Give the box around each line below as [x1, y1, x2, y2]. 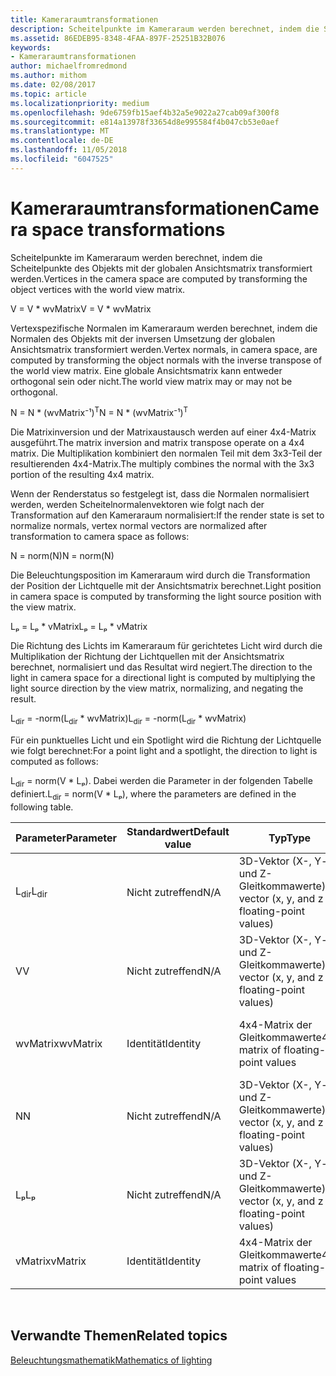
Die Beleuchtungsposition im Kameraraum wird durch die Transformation [10, 569, 311, 581]
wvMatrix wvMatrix [15, 1036, 103, 1050]
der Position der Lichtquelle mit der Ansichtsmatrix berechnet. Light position [10, 580, 322, 592]
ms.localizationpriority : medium [10, 98, 150, 108]
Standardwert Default [126, 824, 230, 838]
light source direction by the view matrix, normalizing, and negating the [10, 682, 304, 695]
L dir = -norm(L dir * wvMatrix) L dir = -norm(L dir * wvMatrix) [10, 712, 247, 727]
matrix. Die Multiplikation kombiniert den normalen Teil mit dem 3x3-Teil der [10, 447, 323, 460]
